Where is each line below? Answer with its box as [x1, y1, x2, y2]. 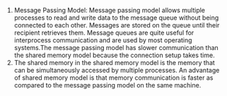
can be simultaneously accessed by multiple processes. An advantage [13, 66, 220, 74]
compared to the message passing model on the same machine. [13, 81, 202, 89]
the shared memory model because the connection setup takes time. [13, 51, 215, 59]
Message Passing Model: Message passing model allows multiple [13, 6, 206, 14]
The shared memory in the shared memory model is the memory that [13, 59, 216, 66]
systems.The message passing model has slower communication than [13, 44, 219, 52]
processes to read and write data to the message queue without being [13, 13, 219, 22]
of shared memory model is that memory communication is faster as [13, 73, 214, 82]
